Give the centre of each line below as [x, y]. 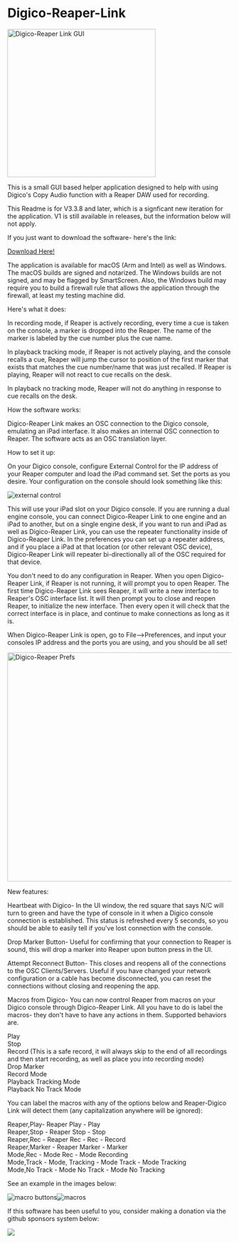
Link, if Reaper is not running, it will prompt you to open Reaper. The [129, 583]
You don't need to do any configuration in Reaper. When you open [104, 575]
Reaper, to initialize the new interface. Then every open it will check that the [118, 606]
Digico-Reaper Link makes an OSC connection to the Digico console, [108, 423]
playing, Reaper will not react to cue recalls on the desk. [90, 374]
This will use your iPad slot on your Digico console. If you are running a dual [118, 509]
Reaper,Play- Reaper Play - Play [54, 1124]
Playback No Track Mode [44, 1089]
